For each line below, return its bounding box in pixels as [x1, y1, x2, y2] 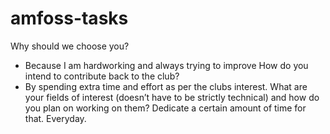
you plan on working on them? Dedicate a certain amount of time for [24, 102, 307, 114]
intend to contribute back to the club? [24, 70, 180, 82]
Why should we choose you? [10, 40, 130, 52]
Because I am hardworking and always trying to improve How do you [24, 59, 309, 71]
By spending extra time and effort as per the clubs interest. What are [24, 80, 308, 92]
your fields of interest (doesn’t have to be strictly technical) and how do [24, 91, 320, 103]
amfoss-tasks [10, 7, 129, 30]
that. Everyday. [24, 112, 87, 124]
